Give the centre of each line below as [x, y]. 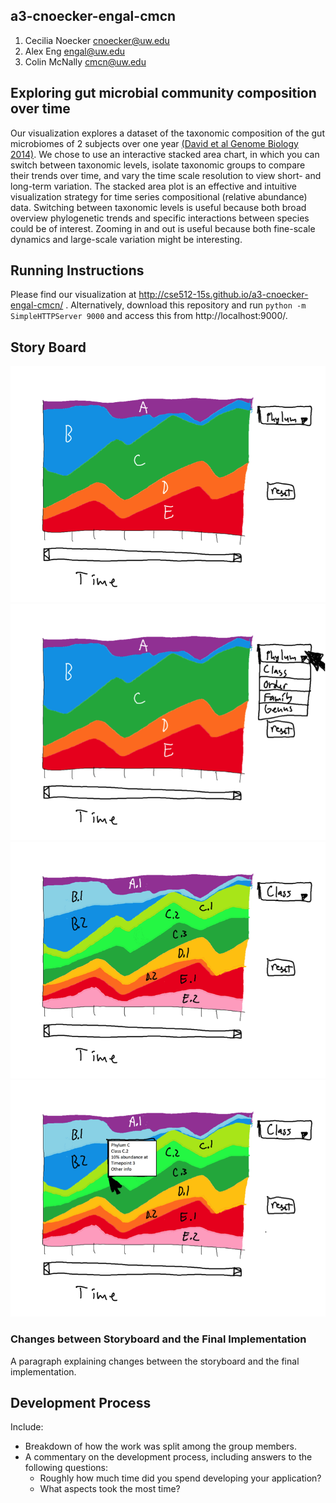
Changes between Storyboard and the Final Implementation [158, 1339]
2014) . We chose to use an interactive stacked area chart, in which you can [165, 154]
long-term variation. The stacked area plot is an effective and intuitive [153, 186]
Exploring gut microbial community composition [163, 93]
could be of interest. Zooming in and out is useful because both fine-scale [163, 228]
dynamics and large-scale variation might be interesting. [126, 239]
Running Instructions [77, 270]
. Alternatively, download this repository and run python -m [186, 305]
